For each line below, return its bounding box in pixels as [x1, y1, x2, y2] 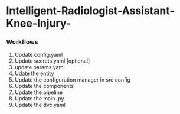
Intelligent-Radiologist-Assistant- [6, 4, 175, 18]
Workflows [6, 38, 38, 46]
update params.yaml [14, 64, 65, 71]
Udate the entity [14, 70, 54, 77]
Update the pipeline [14, 89, 63, 96]
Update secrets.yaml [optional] [14, 57, 90, 64]
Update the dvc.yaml [14, 102, 66, 109]
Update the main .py [14, 95, 64, 102]
